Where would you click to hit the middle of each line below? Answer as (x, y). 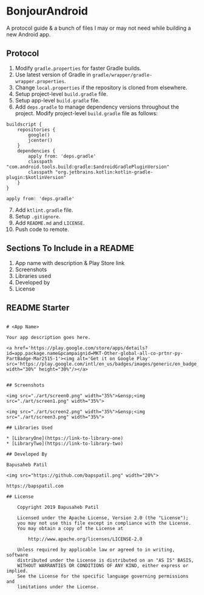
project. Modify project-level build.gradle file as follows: (86, 113)
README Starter (38, 308)
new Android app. (29, 34)
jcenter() (40, 140)
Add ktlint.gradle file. (44, 210)
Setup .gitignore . (38, 216)
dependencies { (36, 151)
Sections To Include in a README (70, 248)
